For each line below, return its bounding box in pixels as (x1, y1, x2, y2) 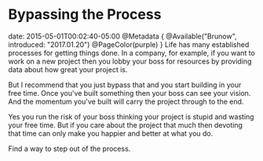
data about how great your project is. (8, 64, 128, 74)
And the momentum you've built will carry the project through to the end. (8, 97, 244, 106)
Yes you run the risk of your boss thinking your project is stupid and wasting (8, 112, 254, 121)
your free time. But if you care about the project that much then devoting (8, 120, 243, 130)
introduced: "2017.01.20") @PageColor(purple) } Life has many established (8, 39, 250, 49)
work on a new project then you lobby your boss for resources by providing (8, 57, 252, 66)
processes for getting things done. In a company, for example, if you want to (8, 48, 255, 57)
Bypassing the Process (8, 5, 162, 24)
